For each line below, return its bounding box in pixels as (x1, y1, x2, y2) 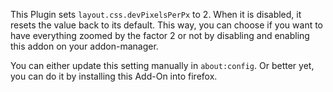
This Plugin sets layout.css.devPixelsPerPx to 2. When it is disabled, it (10, 9, 302, 20)
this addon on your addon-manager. (10, 40, 159, 52)
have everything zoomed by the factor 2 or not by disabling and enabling (10, 30, 310, 41)
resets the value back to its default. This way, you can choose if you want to (10, 19, 324, 31)
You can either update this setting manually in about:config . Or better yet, (10, 60, 315, 71)
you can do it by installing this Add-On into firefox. (10, 70, 218, 82)
